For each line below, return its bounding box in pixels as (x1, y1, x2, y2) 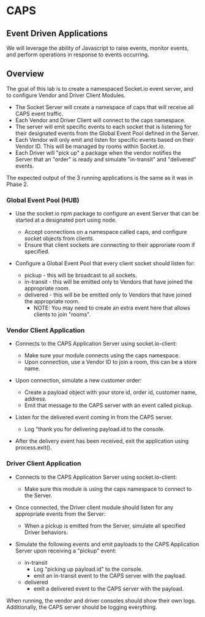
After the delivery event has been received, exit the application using (15, 437, 189, 445)
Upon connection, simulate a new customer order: (15, 377, 142, 384)
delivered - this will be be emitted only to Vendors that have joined (24, 291, 192, 298)
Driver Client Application (6, 459, 81, 468)
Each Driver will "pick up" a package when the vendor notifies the (15, 149, 182, 157)
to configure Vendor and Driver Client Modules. (6, 91, 125, 99)
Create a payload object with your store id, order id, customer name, (24, 389, 197, 396)
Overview (6, 69, 45, 79)
